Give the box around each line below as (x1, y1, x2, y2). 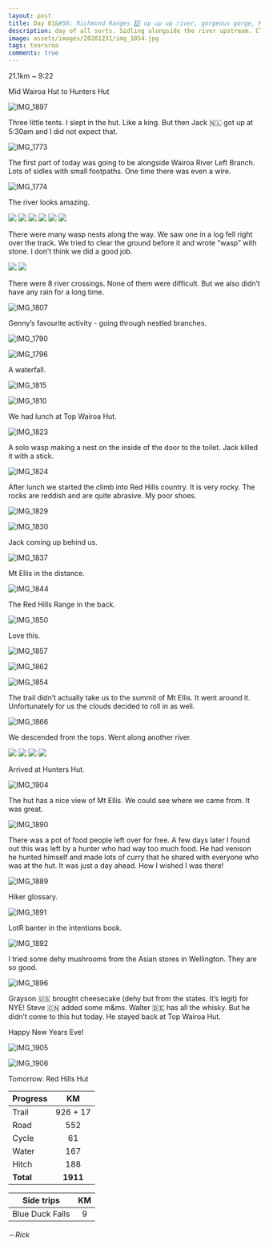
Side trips (22, 1195, 60, 1206)
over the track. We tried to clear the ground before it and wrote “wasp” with (8, 238, 258, 247)
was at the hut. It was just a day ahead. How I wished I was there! (8, 861, 224, 871)
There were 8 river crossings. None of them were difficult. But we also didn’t (8, 278, 260, 288)
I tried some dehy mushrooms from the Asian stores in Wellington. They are (8, 954, 258, 964)
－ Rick (8, 1230, 30, 1240)
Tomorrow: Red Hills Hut (8, 1074, 89, 1083)
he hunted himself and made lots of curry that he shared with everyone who (8, 852, 259, 862)
